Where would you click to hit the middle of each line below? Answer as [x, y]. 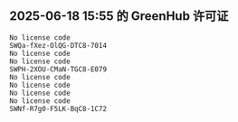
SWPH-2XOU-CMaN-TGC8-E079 [58, 69]
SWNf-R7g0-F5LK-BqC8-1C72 [58, 108]
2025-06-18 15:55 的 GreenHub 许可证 [119, 16]
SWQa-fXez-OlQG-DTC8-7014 [58, 45]
